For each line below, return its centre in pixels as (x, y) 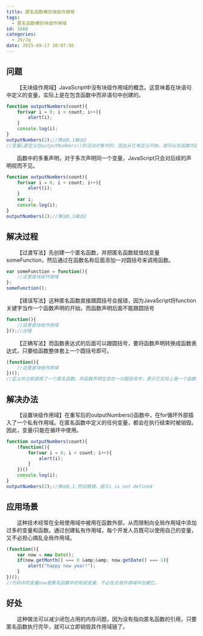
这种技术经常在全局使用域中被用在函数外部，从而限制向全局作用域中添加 (107, 522)
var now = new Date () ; (46, 555)
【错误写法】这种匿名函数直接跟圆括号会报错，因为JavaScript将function (107, 300)
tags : (13, 18)
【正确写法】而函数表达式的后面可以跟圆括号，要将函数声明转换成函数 (104, 343)
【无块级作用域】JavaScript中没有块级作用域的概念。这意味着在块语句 (105, 87)
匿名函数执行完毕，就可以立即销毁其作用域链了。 (67, 626)
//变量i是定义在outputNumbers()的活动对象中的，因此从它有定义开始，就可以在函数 (98, 146)
